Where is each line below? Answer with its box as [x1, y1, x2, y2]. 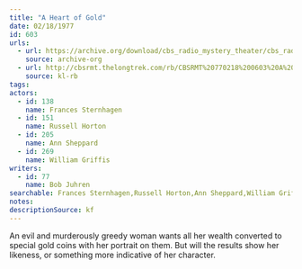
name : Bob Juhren [25, 181, 91, 190]
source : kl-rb [25, 72, 78, 81]
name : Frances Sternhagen [25, 105, 123, 114]
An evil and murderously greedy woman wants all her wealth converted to [9, 230, 282, 241]
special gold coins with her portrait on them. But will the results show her [9, 239, 280, 250]
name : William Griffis [25, 155, 111, 165]
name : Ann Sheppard [25, 139, 99, 148]
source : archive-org [25, 55, 102, 64]
